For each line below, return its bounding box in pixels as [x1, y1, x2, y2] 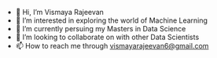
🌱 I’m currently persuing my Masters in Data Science [15, 24, 186, 33]
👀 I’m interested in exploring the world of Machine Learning [15, 16, 208, 25]
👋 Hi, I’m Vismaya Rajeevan [15, 8, 105, 16]
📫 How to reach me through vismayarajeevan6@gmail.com [15, 42, 209, 50]
